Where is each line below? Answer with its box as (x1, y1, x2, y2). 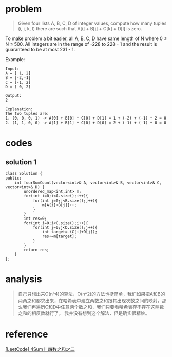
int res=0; (24, 216, 47, 221)
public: (5, 175, 22, 181)
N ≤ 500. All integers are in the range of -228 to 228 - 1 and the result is (5, 41, 157, 47)
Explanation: (5, 106, 33, 112)
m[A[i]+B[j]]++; (42, 202, 77, 208)
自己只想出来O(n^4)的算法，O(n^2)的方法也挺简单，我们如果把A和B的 (17, 291, 165, 297)
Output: (5, 93, 22, 98)
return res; (24, 247, 50, 252)
